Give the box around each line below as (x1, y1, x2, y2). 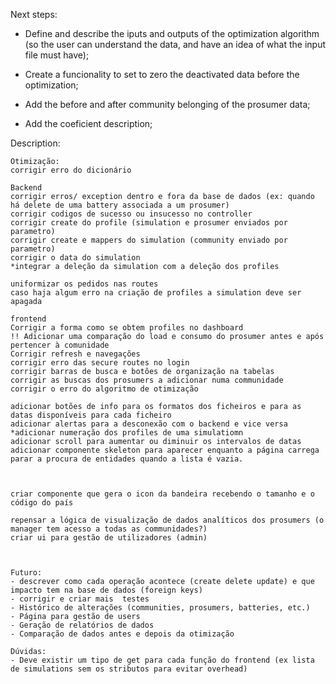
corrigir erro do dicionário (10, 165, 132, 175)
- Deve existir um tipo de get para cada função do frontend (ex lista (10, 655, 315, 665)
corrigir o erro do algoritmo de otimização (10, 384, 199, 394)
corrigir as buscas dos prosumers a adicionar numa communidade (10, 375, 284, 385)
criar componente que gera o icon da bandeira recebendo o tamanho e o (10, 489, 315, 499)
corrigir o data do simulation (10, 253, 141, 263)
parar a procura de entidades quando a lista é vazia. (10, 454, 244, 464)
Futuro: (10, 568, 43, 578)
